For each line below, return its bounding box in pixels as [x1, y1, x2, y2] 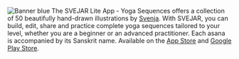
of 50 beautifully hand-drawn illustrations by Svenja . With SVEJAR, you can [7, 14, 229, 22]
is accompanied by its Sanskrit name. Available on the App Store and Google [7, 37, 232, 45]
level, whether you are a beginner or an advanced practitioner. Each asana [7, 29, 225, 37]
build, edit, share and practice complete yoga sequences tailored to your [7, 22, 221, 29]
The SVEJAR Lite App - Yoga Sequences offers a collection [51, 7, 225, 15]
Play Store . [7, 44, 39, 52]
